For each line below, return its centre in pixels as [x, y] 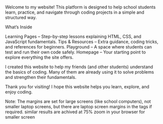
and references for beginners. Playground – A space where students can [79, 47]
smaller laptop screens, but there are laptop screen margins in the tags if [79, 107]
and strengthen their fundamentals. [41, 77]
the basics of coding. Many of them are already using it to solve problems [80, 72]
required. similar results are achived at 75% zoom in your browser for [75, 112]
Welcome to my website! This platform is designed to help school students [81, 7]
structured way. [21, 17]
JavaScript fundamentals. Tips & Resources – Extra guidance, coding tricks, [82, 42]
